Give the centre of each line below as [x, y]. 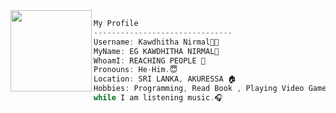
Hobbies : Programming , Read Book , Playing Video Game [210, 89]
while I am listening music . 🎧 [158, 98]
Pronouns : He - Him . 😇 [135, 70]
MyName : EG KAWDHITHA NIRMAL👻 [156, 51]
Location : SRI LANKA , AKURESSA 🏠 [165, 79]
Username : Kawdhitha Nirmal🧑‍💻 [156, 42]
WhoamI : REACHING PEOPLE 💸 [149, 60]
